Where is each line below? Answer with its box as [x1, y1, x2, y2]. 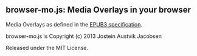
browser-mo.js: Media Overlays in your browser [5, 5, 191, 15]
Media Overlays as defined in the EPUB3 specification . [5, 20, 143, 28]
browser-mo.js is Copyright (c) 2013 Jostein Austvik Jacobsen [5, 33, 162, 40]
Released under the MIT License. [5, 44, 89, 51]
